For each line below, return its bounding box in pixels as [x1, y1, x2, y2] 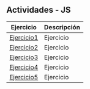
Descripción [43, 23, 81, 31]
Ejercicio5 [9, 73, 39, 81]
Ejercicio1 [9, 33, 39, 41]
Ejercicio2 [9, 43, 39, 51]
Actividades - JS [6, 5, 71, 15]
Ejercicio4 [9, 63, 39, 71]
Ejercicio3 [9, 53, 39, 62]
